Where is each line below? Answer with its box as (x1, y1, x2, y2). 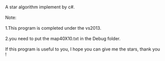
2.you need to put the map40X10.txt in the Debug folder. (5, 36, 121, 41)
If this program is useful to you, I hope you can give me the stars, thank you (5, 46, 161, 52)
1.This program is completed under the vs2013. (5, 25, 101, 31)
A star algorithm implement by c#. (5, 4, 75, 10)
